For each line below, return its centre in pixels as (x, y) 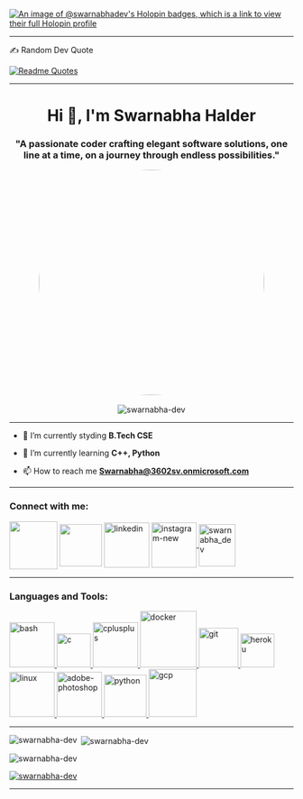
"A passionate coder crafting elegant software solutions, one (151, 144)
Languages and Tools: (59, 596)
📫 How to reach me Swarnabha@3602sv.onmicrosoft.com (136, 471)
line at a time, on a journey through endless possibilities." (151, 155)
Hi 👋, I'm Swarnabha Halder (151, 116)
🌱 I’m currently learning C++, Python (91, 453)
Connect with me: (49, 507)
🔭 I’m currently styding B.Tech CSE (87, 436)
